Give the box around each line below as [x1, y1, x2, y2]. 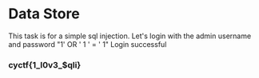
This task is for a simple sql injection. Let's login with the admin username [8, 31, 252, 41]
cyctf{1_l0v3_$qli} [8, 59, 82, 70]
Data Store [8, 5, 80, 23]
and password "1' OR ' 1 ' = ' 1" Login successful [8, 39, 167, 49]
